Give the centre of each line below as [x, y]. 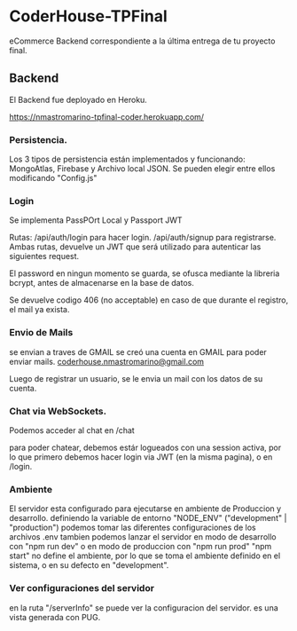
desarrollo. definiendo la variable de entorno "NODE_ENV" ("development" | [148, 518]
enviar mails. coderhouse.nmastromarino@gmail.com [107, 361]
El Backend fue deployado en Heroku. [78, 99]
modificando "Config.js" [53, 178]
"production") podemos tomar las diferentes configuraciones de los [133, 528]
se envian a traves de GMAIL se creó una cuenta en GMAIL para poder [138, 351]
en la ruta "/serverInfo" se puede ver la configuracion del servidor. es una [144, 607]
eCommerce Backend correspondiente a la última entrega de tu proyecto [142, 41]
